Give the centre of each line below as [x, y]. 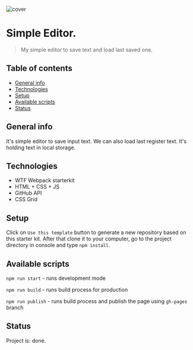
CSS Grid [26, 199]
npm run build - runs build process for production [67, 290]
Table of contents [39, 68]
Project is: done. [26, 340]
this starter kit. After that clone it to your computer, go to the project [89, 239]
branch [15, 307]
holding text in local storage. [41, 147]
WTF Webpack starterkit [45, 180]
